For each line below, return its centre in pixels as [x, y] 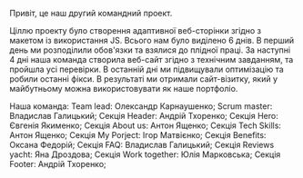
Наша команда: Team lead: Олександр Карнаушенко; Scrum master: [141, 106]
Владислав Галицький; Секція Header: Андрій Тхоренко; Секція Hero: [144, 116]
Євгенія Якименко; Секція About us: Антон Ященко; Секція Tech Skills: [146, 125]
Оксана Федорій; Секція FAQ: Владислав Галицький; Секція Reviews [142, 145]
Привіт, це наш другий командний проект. [91, 13]
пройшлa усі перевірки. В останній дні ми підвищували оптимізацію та [146, 69]
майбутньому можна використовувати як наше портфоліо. [124, 89]
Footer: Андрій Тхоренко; [58, 164]
